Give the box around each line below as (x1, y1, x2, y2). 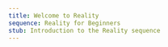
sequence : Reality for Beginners (8, 19, 121, 27)
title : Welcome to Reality (8, 11, 99, 20)
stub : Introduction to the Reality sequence (8, 26, 161, 34)
